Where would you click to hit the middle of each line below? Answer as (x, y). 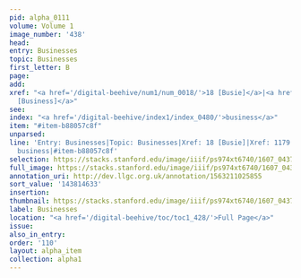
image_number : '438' (48, 34)
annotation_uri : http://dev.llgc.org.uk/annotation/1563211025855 (136, 176)
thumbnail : (30, 201)
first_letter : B (39, 68)
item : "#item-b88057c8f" (56, 126)
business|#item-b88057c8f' (68, 151)
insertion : (30, 193)
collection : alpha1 (46, 260)
